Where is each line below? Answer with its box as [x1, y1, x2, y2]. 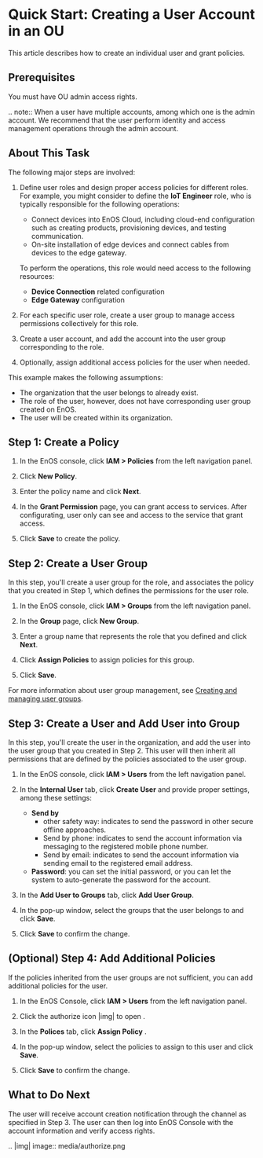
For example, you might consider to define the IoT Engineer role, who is [19, 191, 252, 200]
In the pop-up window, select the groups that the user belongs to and [19, 906, 244, 914]
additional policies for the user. [8, 980, 108, 991]
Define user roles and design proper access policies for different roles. [19, 182, 249, 192]
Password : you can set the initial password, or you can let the [31, 867, 232, 876]
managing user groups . [8, 694, 84, 704]
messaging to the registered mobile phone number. [42, 842, 209, 851]
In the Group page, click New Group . [19, 617, 140, 626]
